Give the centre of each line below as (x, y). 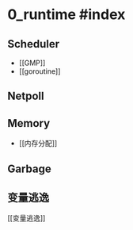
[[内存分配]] (38, 144)
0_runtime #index (66, 15)
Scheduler (34, 44)
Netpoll (26, 96)
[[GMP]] (32, 63)
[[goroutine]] (40, 71)
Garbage (30, 169)
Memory (29, 123)
